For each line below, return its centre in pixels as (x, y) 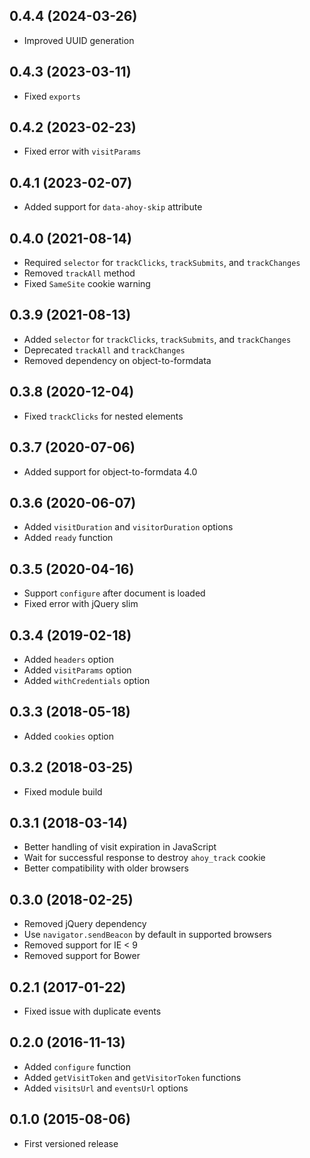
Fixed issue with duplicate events (92, 1011)
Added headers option (68, 659)
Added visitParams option (77, 670)
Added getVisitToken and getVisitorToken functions (132, 1077)
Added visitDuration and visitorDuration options (128, 527)
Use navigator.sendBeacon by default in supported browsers (147, 935)
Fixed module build (63, 791)
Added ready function (68, 538)
